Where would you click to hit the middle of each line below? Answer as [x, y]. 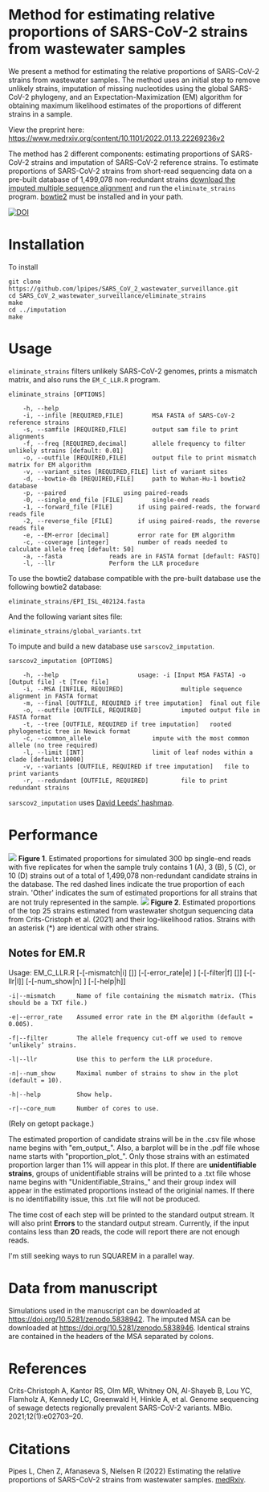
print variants [34, 773]
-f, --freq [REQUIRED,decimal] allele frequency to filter [134, 443]
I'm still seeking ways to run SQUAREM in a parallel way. [101, 1255]
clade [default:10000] [46, 759]
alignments [26, 436]
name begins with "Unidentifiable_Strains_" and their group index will [122, 1181]
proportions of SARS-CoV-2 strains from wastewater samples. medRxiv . [127, 1480]
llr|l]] [16, 981]
